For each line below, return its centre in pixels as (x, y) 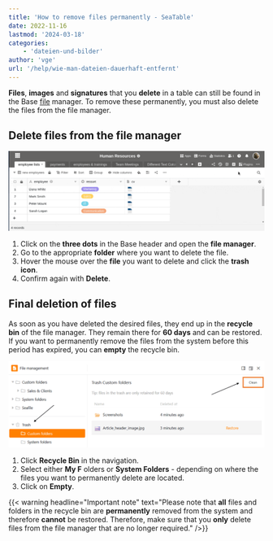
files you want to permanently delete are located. (102, 478)
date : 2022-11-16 (38, 26)
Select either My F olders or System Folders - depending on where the (139, 469)
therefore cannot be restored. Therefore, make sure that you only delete (130, 520)
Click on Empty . (47, 486)
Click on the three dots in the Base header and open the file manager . (138, 243)
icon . (29, 269)
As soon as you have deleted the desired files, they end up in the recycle (131, 323)
